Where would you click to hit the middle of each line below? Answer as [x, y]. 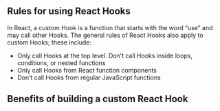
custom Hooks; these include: [49, 42]
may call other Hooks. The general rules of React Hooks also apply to [106, 35]
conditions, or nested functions [61, 63]
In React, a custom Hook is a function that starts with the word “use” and [110, 27]
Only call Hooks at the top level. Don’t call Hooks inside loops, [105, 56]
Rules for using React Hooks [69, 11]
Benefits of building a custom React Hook [98, 99]
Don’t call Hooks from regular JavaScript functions [89, 77]
